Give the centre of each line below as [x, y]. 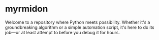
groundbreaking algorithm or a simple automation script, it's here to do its [80, 27]
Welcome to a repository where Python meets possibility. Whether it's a [78, 22]
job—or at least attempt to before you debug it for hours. [63, 32]
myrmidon [27, 9]
